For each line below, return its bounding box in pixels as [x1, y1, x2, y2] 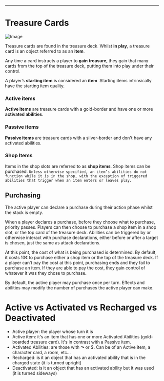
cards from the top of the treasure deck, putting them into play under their [5, 63, 154, 69]
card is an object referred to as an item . [5, 48, 85, 54]
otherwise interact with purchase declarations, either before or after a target [5, 235, 158, 240]
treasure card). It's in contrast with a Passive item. [30, 339, 131, 345]
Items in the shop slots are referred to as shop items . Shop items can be [5, 163, 151, 169]
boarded [12, 339, 30, 345]
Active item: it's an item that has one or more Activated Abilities [12, 333, 140, 339]
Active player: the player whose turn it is [12, 329, 94, 334]
